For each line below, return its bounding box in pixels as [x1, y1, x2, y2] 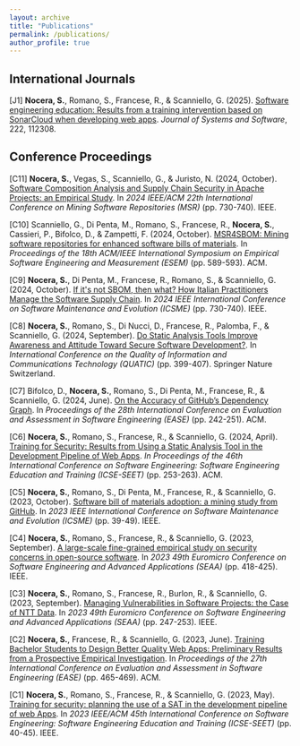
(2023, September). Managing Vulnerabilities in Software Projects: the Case [9, 597, 289, 608]
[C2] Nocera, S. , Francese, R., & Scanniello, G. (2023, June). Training [9, 633, 265, 645]
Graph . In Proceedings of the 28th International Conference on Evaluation [9, 404, 282, 415]
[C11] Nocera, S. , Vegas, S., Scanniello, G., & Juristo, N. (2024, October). [9, 173, 278, 184]
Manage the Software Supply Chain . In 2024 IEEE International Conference [9, 293, 287, 304]
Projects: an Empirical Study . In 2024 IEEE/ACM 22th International [9, 192, 253, 202]
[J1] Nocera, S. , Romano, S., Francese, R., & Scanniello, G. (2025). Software [9, 95, 289, 106]
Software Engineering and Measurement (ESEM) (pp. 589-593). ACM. [9, 257, 268, 268]
